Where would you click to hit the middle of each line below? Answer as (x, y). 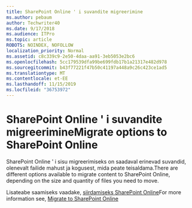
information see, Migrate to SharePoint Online (62, 198)
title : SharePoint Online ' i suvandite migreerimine (75, 12)
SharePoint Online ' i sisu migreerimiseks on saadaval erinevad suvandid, (96, 161)
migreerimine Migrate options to (87, 132)
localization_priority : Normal (45, 51)
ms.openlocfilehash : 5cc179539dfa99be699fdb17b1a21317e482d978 (87, 62)
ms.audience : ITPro (31, 34)
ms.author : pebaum (29, 17)
